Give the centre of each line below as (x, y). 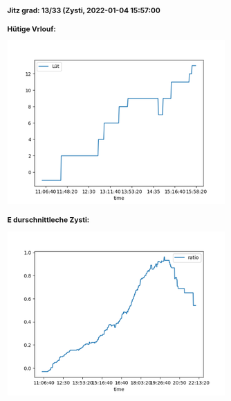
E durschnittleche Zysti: (48, 220)
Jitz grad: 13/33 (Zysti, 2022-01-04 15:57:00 (84, 10)
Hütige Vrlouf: (32, 28)
